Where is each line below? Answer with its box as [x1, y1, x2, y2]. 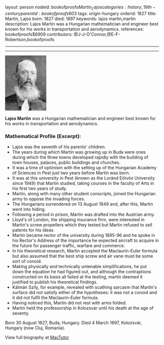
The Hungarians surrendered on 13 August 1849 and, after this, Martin [12, 201, 153, 207]
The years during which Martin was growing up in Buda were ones [12, 149, 146, 155]
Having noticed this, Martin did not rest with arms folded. [12, 300, 127, 306]
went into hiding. [12, 207, 46, 212]
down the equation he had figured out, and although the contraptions [12, 269, 151, 275]
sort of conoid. [12, 258, 42, 264]
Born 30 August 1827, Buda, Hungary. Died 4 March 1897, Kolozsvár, [5, 320, 143, 326]
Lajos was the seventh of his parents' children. [12, 144, 106, 150]
